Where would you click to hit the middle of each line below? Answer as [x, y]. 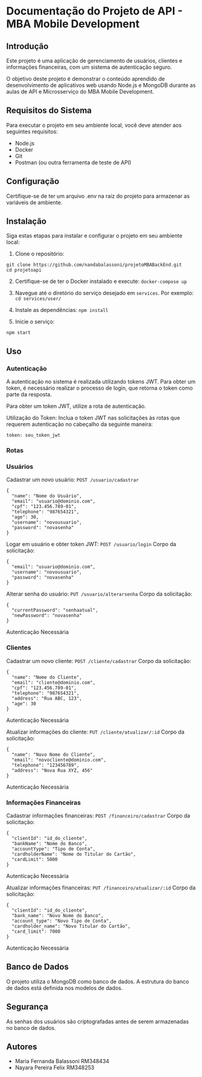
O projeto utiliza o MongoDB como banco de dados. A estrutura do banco [98, 981]
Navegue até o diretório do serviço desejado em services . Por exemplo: [104, 293]
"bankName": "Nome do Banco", [49, 843]
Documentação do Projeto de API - [94, 11]
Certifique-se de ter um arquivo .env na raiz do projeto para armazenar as [98, 196]
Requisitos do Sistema [49, 111]
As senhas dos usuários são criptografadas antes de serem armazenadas [97, 1021]
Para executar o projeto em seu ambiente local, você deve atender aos [94, 125]
